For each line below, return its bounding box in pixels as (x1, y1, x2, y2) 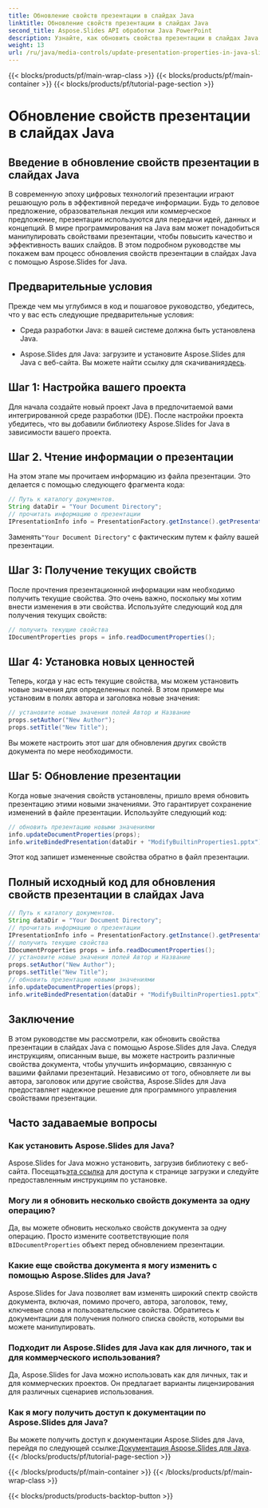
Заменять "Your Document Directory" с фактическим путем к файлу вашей (8, 532, 259, 541)
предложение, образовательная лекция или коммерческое (8, 207, 211, 215)
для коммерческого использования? (8, 1352, 161, 1363)
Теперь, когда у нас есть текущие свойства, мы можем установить (8, 676, 239, 686)
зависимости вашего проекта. (8, 427, 112, 437)
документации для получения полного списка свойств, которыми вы (8, 1313, 245, 1323)
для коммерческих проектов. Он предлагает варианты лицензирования (8, 1379, 255, 1388)
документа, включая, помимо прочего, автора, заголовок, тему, (8, 1297, 228, 1306)
